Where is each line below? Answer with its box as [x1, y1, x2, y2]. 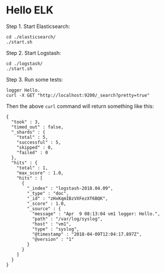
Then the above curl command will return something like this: [6, 103, 155, 110]
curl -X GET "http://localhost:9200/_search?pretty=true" [6, 92, 150, 98]
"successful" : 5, [16, 139, 61, 145]
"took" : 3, [11, 119, 41, 125]
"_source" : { [27, 205, 61, 212]
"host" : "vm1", [31, 221, 72, 227]
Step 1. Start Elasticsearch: [6, 23, 71, 30]
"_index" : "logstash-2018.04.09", [27, 185, 114, 191]
